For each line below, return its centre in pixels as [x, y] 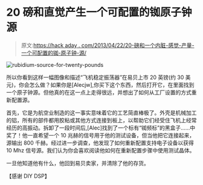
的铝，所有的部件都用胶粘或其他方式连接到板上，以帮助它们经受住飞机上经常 [101, 120]
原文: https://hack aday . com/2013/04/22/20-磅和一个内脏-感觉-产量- [108, 45]
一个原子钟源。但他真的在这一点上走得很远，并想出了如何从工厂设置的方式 [99, 92]
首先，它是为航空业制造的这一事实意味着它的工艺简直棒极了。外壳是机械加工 [101, 113]
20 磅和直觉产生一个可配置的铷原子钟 [99, 12]
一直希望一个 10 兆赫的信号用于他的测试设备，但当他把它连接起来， [111, 135]
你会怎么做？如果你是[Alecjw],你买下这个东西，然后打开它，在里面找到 [107, 84]
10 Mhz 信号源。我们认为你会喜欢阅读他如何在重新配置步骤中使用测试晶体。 [101, 150]
